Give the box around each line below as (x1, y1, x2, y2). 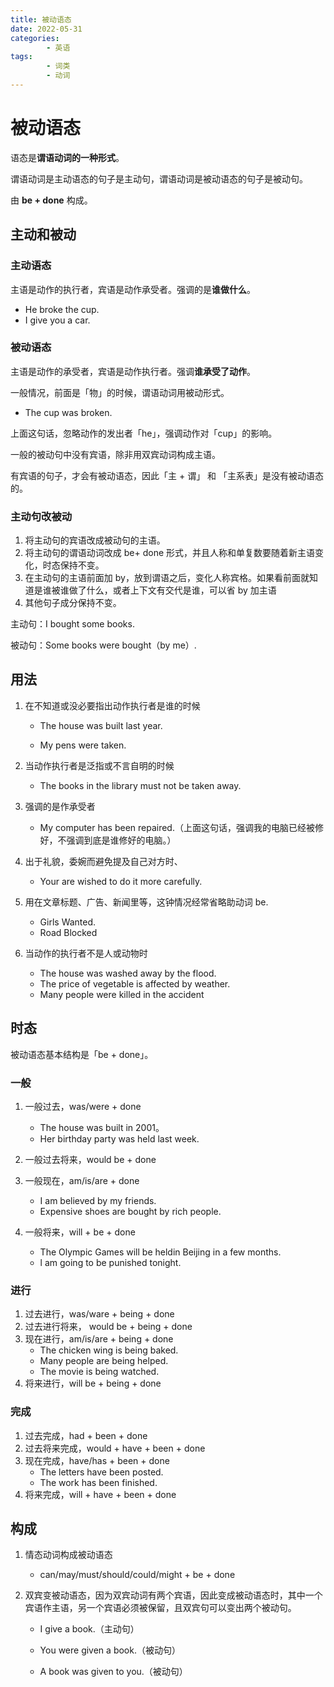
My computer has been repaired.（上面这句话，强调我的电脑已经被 (39, 821, 315, 833)
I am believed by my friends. (39, 1195, 157, 1207)
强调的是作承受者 (24, 800, 96, 812)
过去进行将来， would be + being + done (24, 1321, 193, 1333)
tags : (10, 52, 33, 62)
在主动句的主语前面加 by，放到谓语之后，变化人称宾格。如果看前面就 (24, 572, 310, 584)
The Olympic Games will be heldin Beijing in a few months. (39, 1246, 282, 1258)
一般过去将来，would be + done (24, 1154, 157, 1166)
